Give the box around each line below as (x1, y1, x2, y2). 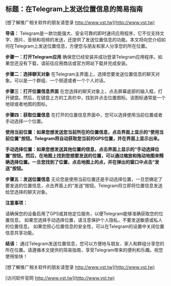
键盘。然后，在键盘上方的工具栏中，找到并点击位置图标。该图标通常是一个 (9, 94, 166, 100)
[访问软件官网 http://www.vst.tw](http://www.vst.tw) (5, 275, 115, 281)
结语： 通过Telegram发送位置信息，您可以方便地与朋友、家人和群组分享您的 (5, 240, 164, 246)
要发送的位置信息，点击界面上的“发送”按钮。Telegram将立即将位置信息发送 (5, 183, 163, 189)
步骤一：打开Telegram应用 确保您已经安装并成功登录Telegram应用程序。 (5, 54, 158, 60)
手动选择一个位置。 (5, 118, 46, 124)
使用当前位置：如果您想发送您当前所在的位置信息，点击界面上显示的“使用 (5, 129, 159, 135)
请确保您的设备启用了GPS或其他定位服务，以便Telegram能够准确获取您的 (5, 211, 159, 217)
